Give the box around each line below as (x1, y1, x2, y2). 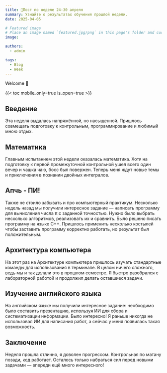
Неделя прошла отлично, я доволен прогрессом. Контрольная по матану (5, 352, 162, 358)
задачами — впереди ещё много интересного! (5, 362, 104, 368)
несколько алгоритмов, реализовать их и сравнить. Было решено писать (5, 215, 162, 221)
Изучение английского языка (5, 290, 102, 298)
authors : (5, 44, 23, 49)
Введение (5, 104, 38, 113)
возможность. (5, 324, 36, 330)
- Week (9, 67, 23, 72)
